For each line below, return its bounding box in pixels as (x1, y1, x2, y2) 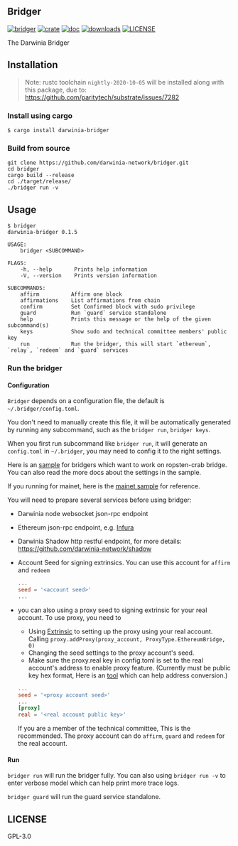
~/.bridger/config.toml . (7, 405, 80, 413)
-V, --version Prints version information (20, 272, 158, 279)
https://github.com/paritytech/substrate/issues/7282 (24, 92, 180, 102)
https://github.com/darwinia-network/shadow (17, 545, 152, 553)
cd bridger (7, 166, 40, 173)
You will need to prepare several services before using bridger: (7, 496, 192, 504)
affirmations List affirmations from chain (20, 297, 161, 304)
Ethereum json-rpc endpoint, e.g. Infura (17, 523, 134, 532)
